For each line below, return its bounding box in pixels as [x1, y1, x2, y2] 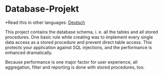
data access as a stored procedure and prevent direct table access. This [5, 39, 152, 45]
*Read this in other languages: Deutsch [5, 19, 85, 25]
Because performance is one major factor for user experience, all [5, 59, 138, 65]
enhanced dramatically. [5, 50, 53, 56]
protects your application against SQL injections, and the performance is [5, 44, 152, 50]
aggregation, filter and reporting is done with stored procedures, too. [5, 64, 145, 70]
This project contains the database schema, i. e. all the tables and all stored [5, 29, 159, 35]
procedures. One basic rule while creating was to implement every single [5, 34, 154, 40]
